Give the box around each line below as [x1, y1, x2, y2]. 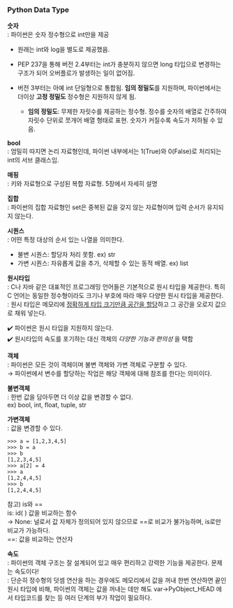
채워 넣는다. [14, 309, 47, 318]
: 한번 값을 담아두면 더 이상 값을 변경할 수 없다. [7, 393, 134, 402]
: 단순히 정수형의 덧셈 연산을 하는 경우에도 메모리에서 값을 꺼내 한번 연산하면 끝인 [7, 576, 227, 585]
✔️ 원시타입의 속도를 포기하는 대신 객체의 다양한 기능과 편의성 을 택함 [7, 334, 193, 344]
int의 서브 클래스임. [7, 156, 59, 164]
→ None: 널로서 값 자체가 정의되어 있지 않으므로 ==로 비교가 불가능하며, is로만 [7, 518, 222, 526]
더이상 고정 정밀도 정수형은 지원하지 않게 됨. [17, 92, 137, 101]
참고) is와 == [7, 500, 43, 509]
